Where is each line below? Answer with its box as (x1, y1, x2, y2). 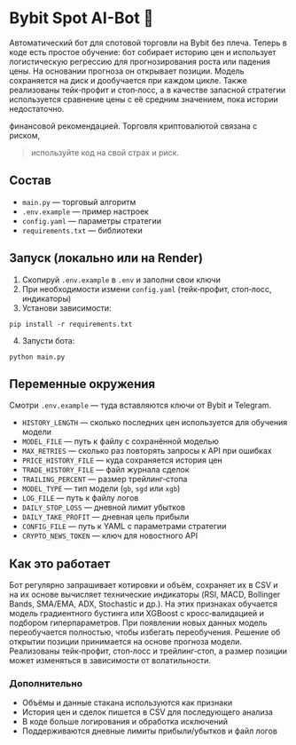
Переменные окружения (9, 376, 156, 392)
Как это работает (9, 556, 111, 571)
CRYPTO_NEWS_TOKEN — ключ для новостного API (21, 530, 198, 541)
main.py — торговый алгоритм (21, 196, 136, 207)
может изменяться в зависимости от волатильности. (9, 655, 211, 666)
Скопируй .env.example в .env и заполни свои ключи (21, 274, 222, 285)
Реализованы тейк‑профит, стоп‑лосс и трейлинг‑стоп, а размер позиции (9, 646, 288, 656)
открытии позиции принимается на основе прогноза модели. (9, 637, 242, 647)
